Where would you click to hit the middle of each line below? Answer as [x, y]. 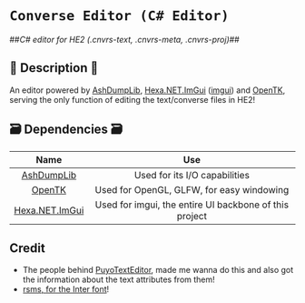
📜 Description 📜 [54, 68]
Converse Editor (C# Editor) [119, 16]
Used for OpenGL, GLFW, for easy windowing [192, 189]
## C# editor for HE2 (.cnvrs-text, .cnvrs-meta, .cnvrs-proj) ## [125, 39]
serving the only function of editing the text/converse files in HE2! [133, 99]
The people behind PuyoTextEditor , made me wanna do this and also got [158, 270]
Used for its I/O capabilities [192, 175]
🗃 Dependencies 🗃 [66, 130]
